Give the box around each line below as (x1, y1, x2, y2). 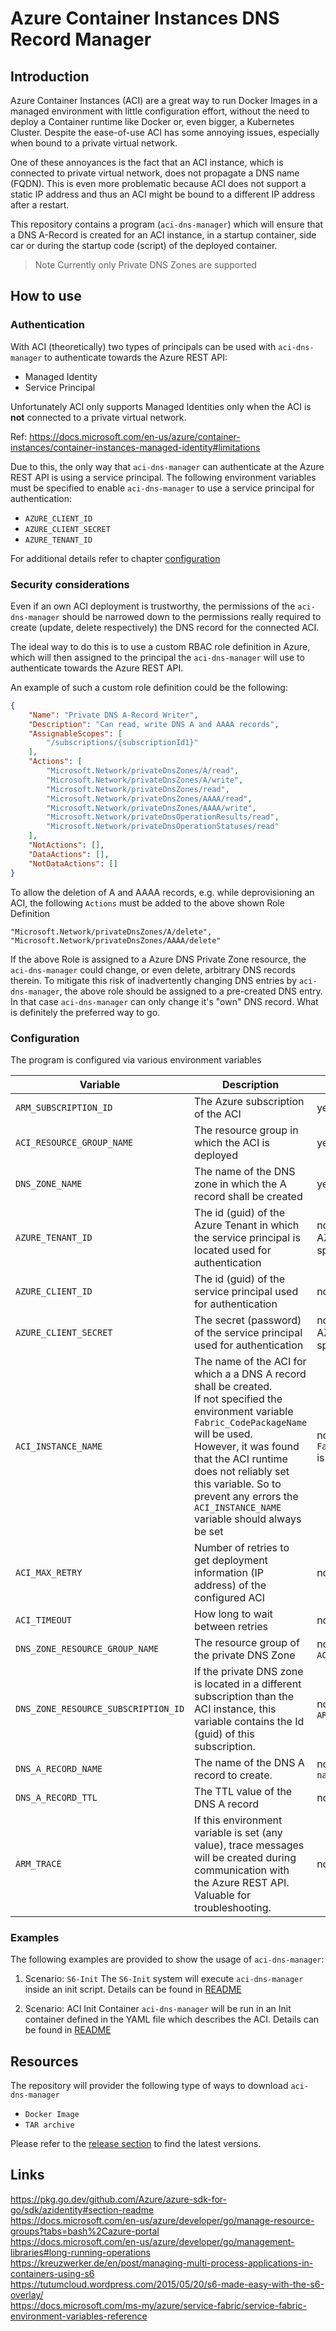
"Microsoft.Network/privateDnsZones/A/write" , (46, 775, 244, 785)
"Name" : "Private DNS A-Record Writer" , (28, 710, 199, 720)
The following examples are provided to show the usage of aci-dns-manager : (10, 1953, 325, 1966)
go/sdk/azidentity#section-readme (10, 2203, 155, 2216)
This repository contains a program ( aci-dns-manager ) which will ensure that (10, 218, 323, 230)
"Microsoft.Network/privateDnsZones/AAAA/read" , (46, 793, 253, 804)
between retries (194, 1619, 269, 1633)
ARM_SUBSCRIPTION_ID (15, 1102, 113, 1113)
